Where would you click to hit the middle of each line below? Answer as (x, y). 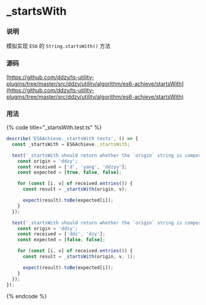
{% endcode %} (27, 296)
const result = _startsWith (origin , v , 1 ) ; (79, 257)
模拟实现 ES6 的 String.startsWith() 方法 (59, 46)
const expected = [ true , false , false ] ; (70, 173)
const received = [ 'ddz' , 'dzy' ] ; (61, 234)
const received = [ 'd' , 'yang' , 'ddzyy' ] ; (72, 167)
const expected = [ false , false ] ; (61, 240)
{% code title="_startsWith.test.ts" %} (54, 127)
